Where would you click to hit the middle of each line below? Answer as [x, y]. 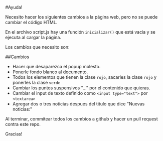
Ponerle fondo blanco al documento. [50, 72]
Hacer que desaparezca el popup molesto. [56, 66]
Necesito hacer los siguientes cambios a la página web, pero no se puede [81, 17]
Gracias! [14, 134]
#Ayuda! [14, 7]
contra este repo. [23, 124]
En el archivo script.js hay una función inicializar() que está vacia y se [80, 32]
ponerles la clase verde [36, 83]
